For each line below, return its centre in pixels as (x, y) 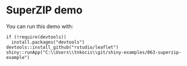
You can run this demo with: (40, 26)
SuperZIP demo (44, 10)
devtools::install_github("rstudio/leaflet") (62, 47)
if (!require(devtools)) (36, 37)
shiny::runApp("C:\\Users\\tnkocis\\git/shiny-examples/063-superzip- (94, 52)
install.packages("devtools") (48, 42)
